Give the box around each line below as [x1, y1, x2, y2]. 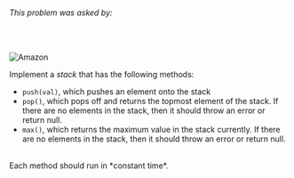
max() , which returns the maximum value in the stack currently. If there [21, 125, 282, 135]
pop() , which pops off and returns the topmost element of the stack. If [21, 96, 279, 107]
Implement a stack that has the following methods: [9, 69, 195, 80]
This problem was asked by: [9, 7, 113, 18]
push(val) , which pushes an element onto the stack [21, 86, 211, 97]
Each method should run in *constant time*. [9, 160, 169, 171]
